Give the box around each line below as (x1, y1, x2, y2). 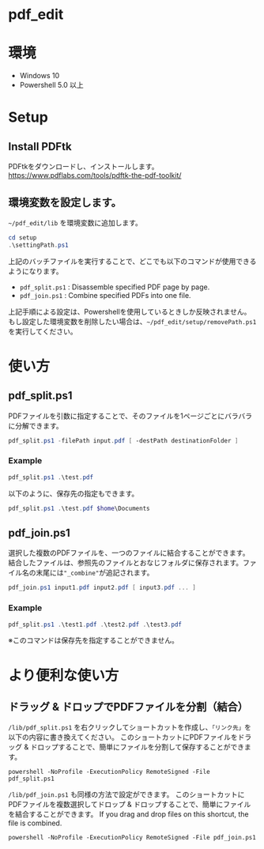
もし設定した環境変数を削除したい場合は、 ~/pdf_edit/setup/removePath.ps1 (8, 316, 257, 326)
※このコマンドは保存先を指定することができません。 (8, 636, 179, 645)
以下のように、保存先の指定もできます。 (8, 489, 139, 498)
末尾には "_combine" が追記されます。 (35, 568, 154, 578)
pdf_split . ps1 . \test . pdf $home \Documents (8, 504, 150, 512)
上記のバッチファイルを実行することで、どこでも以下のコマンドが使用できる (8, 256, 257, 266)
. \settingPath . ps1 (8, 241, 69, 249)
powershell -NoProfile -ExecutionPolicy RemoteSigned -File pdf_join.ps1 (8, 834, 257, 842)
